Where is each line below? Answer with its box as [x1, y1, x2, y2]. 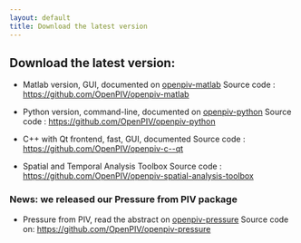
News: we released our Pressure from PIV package [9, 193, 238, 206]
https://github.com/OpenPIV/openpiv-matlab [22, 89, 189, 100]
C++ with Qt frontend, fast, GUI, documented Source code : [22, 133, 246, 145]
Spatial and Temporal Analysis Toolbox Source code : [22, 160, 222, 172]
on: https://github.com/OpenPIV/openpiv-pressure [22, 223, 211, 234]
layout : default [9, 13, 71, 23]
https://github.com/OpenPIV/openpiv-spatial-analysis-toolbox [22, 170, 254, 181]
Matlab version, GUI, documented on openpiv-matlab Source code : [22, 79, 276, 91]
